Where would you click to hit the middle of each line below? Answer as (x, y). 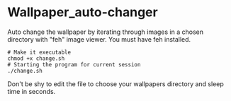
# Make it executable (39, 52)
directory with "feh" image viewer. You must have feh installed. (99, 39)
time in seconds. (32, 91)
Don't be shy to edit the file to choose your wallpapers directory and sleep (116, 84)
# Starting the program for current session (74, 64)
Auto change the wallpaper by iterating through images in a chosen (106, 32)
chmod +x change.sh (36, 58)
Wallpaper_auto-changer (83, 12)
